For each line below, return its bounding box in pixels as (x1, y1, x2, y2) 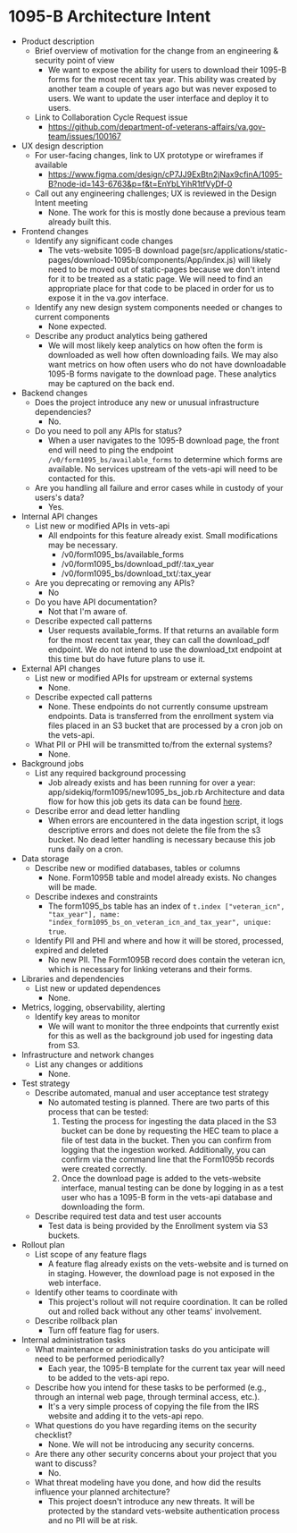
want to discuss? (34, 1458, 97, 1469)
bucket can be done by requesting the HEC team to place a (61, 1125, 279, 1136)
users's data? (34, 492, 85, 503)
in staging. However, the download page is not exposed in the (47, 1267, 276, 1278)
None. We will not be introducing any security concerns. (47, 1438, 255, 1450)
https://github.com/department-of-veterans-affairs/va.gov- (47, 121, 266, 131)
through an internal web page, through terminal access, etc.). (34, 1391, 260, 1402)
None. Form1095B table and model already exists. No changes (47, 872, 277, 883)
